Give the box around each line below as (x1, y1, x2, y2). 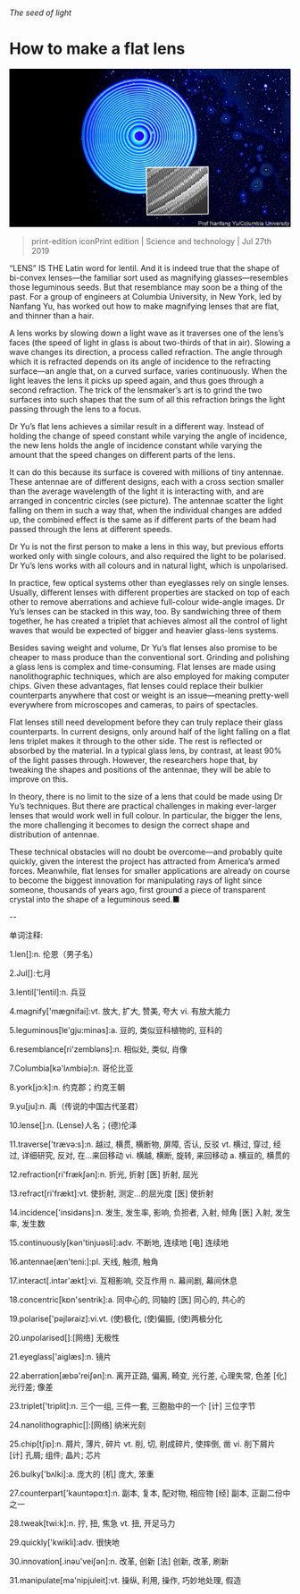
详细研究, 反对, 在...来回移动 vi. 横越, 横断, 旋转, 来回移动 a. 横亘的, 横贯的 (21, 1150, 290, 1161)
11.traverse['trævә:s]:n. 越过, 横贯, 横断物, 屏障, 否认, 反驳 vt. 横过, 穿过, (9, 1139, 271, 1149)
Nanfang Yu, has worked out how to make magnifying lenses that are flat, (9, 301, 279, 312)
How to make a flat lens (9, 38, 186, 58)
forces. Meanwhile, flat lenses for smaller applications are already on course (9, 866, 290, 877)
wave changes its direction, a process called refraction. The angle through (9, 347, 283, 358)
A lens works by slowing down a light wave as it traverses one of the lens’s (9, 327, 284, 339)
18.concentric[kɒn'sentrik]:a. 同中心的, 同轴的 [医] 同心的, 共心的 (9, 1294, 246, 1305)
